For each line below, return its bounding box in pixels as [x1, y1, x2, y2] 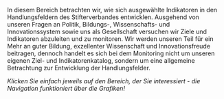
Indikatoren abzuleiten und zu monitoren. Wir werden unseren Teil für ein [7, 35, 214, 43]
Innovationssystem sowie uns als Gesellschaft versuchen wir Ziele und [7, 27, 208, 36]
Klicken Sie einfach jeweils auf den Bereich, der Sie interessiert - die [7, 77, 201, 85]
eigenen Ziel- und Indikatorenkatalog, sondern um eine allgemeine [7, 57, 195, 64]
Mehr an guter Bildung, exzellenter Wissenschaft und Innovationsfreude [7, 42, 211, 50]
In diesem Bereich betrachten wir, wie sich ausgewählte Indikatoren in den [7, 6, 218, 14]
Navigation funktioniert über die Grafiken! [7, 85, 126, 92]
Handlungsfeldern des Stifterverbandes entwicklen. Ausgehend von [7, 13, 199, 21]
